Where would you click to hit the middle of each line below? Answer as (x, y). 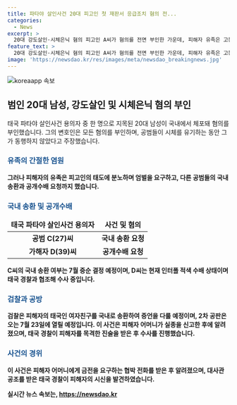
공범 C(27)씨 (53, 239)
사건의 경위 (25, 354)
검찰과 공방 (25, 299)
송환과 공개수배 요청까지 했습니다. (53, 186)
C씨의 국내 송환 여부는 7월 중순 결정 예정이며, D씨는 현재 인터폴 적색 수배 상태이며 (118, 270)
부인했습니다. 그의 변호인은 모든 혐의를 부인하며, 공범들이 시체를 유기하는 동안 (114, 132)
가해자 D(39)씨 (53, 252)
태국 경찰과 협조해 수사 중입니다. (51, 280)
